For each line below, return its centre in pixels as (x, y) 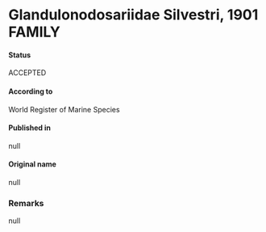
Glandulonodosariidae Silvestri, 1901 (133, 15)
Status (20, 55)
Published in (29, 128)
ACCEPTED (27, 73)
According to (31, 91)
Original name (32, 164)
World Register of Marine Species (64, 109)
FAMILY (34, 32)
